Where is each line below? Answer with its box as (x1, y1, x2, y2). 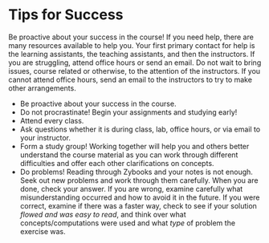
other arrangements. (8, 83, 76, 93)
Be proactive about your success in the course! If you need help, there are (8, 32, 255, 42)
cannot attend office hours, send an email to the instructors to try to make (8, 75, 253, 84)
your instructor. (19, 132, 71, 142)
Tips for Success (8, 6, 124, 24)
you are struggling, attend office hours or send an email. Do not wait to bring (8, 58, 262, 67)
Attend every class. (19, 115, 84, 125)
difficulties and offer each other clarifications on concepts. (19, 158, 214, 168)
